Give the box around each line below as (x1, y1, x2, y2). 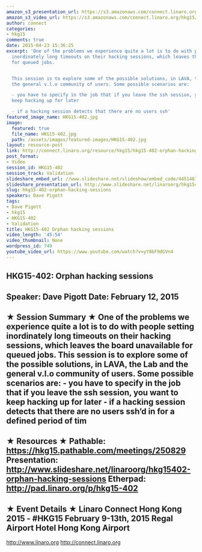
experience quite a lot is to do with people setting (6, 321, 194, 332)
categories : (6, 25, 36, 32)
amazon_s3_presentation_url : (6, 8, 79, 15)
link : (6, 148, 20, 154)
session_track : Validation (6, 170, 74, 176)
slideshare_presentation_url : (6, 182, 82, 188)
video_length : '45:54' (6, 232, 63, 238)
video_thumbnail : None (6, 238, 63, 244)
